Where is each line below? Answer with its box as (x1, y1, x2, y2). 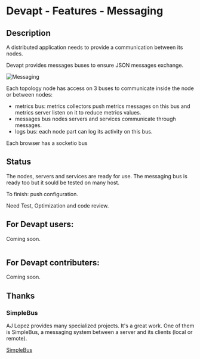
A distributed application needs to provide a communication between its (6, 44, 183, 51)
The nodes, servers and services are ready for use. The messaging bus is (6, 172, 188, 179)
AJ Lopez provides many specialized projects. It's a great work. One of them (6, 322, 195, 329)
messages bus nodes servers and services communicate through (14, 115, 176, 122)
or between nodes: (6, 91, 53, 98)
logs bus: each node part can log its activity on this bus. (14, 128, 153, 135)
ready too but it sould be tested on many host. (6, 179, 120, 186)
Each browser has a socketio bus (6, 140, 88, 147)
